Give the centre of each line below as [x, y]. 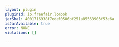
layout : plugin [21, 10]
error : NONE [17, 28]
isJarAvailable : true [28, 23]
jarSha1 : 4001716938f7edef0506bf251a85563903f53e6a [59, 19]
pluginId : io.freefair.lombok [36, 14]
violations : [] [21, 33]
